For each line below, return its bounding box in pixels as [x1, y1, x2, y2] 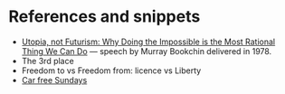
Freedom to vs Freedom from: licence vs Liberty [21, 65, 202, 76]
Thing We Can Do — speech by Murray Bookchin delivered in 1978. [21, 45, 272, 56]
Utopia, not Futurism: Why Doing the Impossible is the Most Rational [21, 36, 276, 47]
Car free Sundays [21, 74, 88, 85]
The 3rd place [21, 55, 74, 66]
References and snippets [8, 6, 201, 27]
